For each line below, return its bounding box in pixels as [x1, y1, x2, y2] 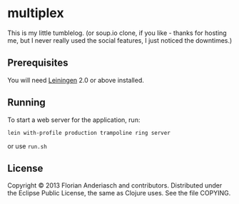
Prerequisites [7, 57, 68, 69]
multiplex [7, 5, 64, 21]
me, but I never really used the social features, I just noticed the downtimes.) [7, 36, 233, 44]
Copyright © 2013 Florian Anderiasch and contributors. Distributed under [7, 181, 223, 190]
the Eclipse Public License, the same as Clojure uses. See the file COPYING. [7, 189, 231, 198]
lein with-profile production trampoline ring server [7, 129, 171, 136]
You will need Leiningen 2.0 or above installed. [7, 76, 145, 84]
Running [7, 96, 46, 108]
